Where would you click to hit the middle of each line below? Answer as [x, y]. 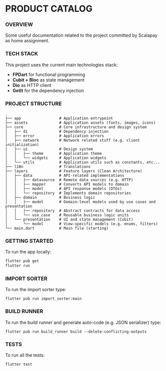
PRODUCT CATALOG [49, 9]
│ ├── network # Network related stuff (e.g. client [73, 141]
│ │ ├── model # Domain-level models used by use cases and [80, 202]
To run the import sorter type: [36, 290]
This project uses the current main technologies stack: [61, 65]
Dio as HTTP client [32, 85]
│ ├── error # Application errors [55, 136]
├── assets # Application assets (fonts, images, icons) [80, 123]
